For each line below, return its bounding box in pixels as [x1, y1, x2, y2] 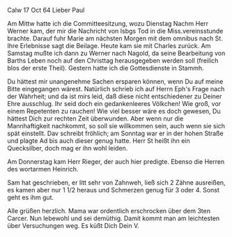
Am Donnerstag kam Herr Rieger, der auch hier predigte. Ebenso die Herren [7, 158, 225, 166]
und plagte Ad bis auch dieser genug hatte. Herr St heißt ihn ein [7, 137, 190, 145]
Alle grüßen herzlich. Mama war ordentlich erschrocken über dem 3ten [7, 207, 211, 215]
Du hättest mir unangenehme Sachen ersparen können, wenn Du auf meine [7, 77, 224, 86]
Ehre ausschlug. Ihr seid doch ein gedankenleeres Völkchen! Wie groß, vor [7, 100, 222, 107]
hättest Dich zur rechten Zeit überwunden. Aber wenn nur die [7, 114, 184, 123]
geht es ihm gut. [7, 193, 54, 201]
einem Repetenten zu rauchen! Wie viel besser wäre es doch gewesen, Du [7, 107, 221, 115]
